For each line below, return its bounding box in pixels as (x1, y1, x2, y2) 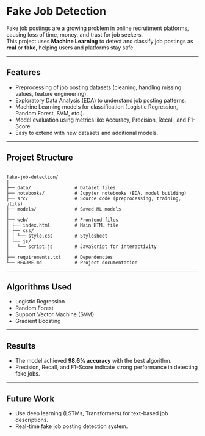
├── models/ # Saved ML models (6, 206, 121, 212)
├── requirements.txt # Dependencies (6, 254, 113, 260)
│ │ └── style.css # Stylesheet (6, 233, 108, 239)
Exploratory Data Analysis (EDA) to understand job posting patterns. (15, 96, 187, 104)
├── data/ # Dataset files (6, 184, 116, 191)
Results (6, 341, 36, 351)
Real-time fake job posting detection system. (15, 423, 128, 430)
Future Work (6, 393, 55, 404)
